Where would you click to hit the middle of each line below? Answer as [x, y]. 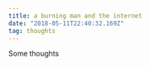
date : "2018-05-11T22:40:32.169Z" [67, 23]
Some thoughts [33, 54]
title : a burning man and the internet [75, 16]
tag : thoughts [32, 31]
